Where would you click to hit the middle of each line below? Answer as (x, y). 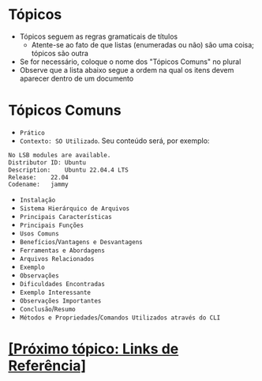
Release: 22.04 (38, 177)
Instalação (37, 200)
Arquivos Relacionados (57, 259)
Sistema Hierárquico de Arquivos (75, 209)
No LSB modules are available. (60, 155)
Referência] (47, 366)
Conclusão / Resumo (48, 309)
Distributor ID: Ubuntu (47, 162)
